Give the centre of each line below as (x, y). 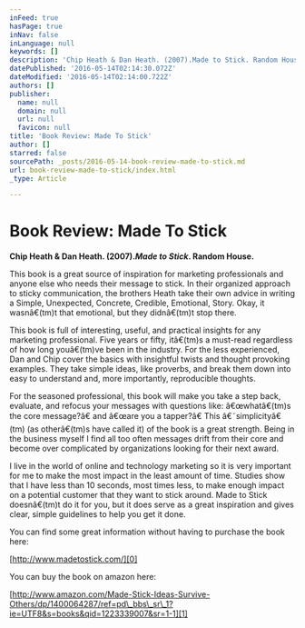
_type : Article (38, 178)
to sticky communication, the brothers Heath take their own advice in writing (152, 294)
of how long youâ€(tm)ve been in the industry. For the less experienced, (144, 350)
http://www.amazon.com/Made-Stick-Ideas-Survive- (111, 594)
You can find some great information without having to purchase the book (148, 532)
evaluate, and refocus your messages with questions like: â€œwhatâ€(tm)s (150, 406)
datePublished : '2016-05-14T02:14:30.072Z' (93, 69)
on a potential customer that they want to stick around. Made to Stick (138, 495)
